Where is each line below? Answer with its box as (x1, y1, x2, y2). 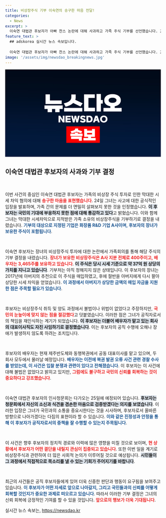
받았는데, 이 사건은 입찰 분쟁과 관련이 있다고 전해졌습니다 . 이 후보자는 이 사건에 (10, 362, 161, 368)
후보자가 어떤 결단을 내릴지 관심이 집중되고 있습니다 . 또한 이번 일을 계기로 (18, 446, 158, 452)
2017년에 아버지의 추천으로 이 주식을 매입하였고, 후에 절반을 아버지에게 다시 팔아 (5, 273, 160, 279)
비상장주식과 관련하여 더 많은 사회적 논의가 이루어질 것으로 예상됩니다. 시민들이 (5, 452, 157, 458)
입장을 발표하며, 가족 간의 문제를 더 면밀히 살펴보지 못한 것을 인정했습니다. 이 (5, 203, 153, 209)
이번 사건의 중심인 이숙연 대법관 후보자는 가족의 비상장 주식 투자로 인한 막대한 (5, 191, 154, 197)
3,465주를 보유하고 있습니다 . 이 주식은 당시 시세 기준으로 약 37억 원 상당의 (18, 261, 161, 267)
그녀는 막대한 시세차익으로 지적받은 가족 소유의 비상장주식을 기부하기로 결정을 (5, 216, 155, 222)
